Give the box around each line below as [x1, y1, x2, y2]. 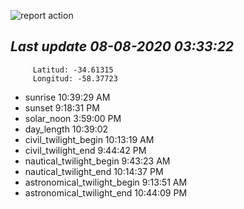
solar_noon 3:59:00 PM [24, 112, 122, 124]
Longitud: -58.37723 [32, 73, 118, 84]
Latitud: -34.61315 [32, 65, 114, 75]
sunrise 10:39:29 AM [24, 91, 111, 103]
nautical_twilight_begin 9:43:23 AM [24, 155, 171, 167]
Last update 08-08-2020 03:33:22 [10, 38, 235, 55]
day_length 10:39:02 [24, 123, 109, 135]
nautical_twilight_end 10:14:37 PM [24, 165, 164, 177]
